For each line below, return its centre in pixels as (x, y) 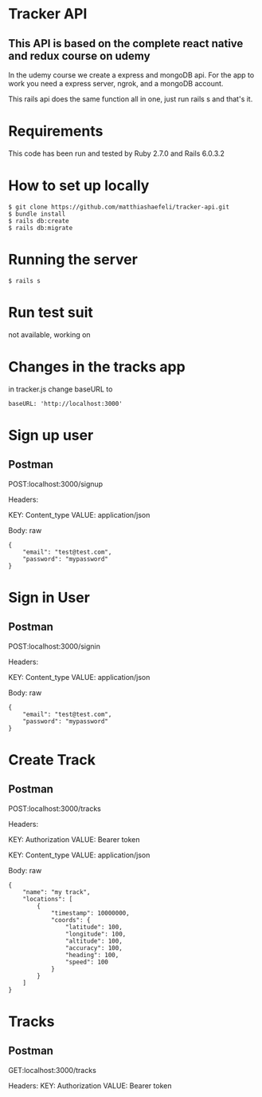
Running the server (73, 260)
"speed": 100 (87, 962)
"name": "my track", (57, 892)
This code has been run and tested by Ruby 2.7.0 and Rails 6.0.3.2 (117, 153)
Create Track (52, 759)
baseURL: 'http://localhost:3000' (66, 403)
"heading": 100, (92, 955)
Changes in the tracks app (97, 366)
